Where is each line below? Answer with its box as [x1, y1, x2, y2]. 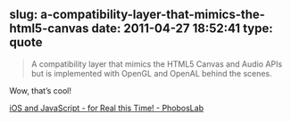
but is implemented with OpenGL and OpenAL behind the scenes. [30, 68, 272, 78]
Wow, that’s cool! [9, 85, 72, 96]
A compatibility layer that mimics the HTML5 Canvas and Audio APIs [30, 58, 283, 69]
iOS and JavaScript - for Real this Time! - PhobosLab [9, 102, 204, 113]
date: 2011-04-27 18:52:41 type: [91, 21, 274, 37]
